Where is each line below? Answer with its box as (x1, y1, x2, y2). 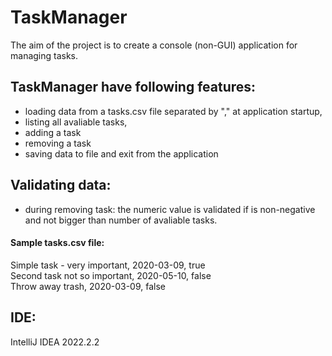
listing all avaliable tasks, (24, 116, 128, 128)
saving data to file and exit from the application (24, 147, 219, 160)
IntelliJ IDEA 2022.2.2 (10, 336, 100, 348)
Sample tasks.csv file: (10, 237, 105, 249)
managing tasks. (10, 49, 79, 61)
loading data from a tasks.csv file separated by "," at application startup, (24, 105, 323, 117)
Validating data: (10, 177, 112, 194)
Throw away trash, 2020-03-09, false (10, 280, 167, 292)
